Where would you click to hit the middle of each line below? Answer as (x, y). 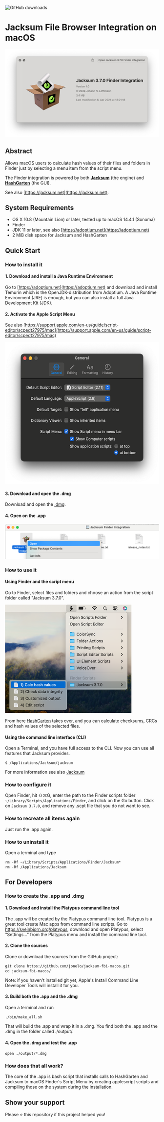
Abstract (19, 151)
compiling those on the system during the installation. (59, 1087)
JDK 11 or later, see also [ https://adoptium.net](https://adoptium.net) (81, 230)
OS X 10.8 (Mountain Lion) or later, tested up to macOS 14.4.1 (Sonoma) (83, 220)
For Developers (29, 882)
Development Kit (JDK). (29, 303)
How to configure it (28, 785)
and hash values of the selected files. (43, 726)
